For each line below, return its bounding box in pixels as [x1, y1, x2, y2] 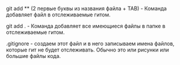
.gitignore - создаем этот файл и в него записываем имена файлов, [6, 40, 175, 47]
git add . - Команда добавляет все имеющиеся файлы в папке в [6, 23, 166, 29]
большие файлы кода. [6, 53, 61, 59]
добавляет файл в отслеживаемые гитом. [6, 11, 111, 18]
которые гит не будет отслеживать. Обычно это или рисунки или [6, 46, 169, 53]
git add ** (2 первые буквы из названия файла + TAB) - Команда [6, 5, 167, 12]
